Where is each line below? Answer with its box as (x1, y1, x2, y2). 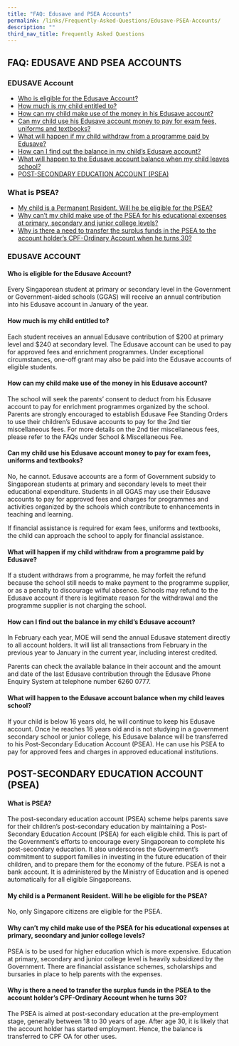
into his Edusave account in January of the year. (7, 300, 149, 309)
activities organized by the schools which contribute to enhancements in (7, 502, 221, 511)
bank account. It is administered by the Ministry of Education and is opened (7, 867, 229, 876)
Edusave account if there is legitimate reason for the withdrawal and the (7, 593, 218, 602)
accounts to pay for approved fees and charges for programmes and (7, 495, 208, 503)
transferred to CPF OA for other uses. (7, 1032, 117, 1040)
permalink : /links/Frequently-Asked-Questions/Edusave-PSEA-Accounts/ (7, 17, 221, 24)
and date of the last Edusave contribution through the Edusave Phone (7, 670, 211, 678)
